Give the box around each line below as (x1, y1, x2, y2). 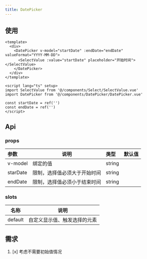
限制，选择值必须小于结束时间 (32, 179, 101, 186)
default (7, 216, 24, 223)
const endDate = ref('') (5, 105, 56, 110)
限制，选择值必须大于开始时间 (32, 169, 101, 176)
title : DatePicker (5, 7, 42, 12)
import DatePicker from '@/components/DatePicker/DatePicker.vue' (5, 92, 143, 97)
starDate (7, 169, 27, 176)
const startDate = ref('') (5, 101, 60, 106)
